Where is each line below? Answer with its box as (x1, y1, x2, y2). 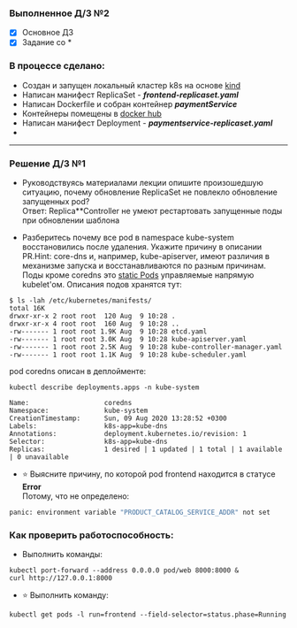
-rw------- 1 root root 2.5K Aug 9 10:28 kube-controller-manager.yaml (9, 343, 283, 352)
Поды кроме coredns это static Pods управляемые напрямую (21, 270, 255, 280)
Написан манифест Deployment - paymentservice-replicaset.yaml (21, 118, 273, 128)
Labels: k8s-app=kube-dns (9, 422, 168, 431)
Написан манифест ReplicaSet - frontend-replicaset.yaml (21, 89, 239, 100)
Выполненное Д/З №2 (9, 7, 110, 19)
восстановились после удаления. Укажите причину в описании (21, 241, 263, 252)
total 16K (9, 304, 46, 313)
